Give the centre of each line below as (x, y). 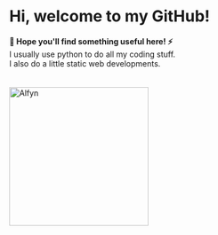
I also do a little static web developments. (85, 63)
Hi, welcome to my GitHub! (110, 16)
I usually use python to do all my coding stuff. (93, 54)
